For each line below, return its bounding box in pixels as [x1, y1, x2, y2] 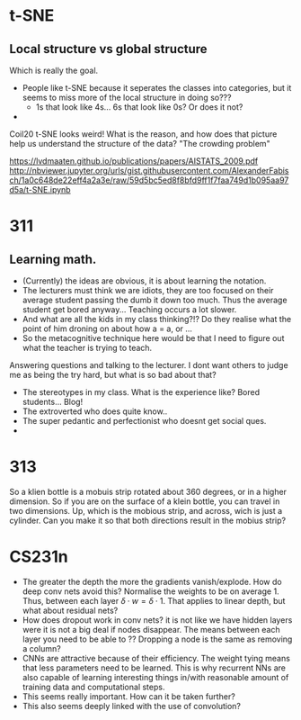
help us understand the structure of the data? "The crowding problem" [9, 139, 271, 148]
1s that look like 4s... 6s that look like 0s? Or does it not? [35, 102, 243, 112]
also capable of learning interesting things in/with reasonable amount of [22, 671, 289, 682]
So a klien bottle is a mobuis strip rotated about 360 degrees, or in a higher [9, 486, 288, 497]
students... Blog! [22, 397, 84, 407]
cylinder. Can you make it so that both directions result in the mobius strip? [9, 515, 286, 526]
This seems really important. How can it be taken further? [22, 690, 235, 702]
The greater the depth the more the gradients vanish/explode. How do [22, 576, 282, 587]
